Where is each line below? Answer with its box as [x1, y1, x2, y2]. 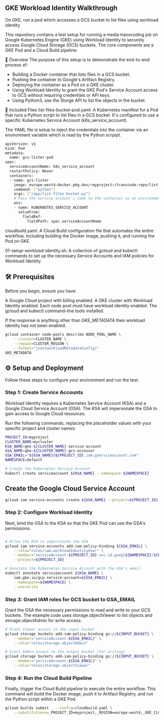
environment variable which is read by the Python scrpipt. [5, 132, 122, 138]
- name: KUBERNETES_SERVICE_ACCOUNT [14, 205, 89, 210]
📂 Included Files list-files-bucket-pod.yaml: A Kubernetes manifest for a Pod [5, 107, 159, 113]
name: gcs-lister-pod [9, 155, 54, 160]
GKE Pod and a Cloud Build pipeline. [5, 47, 78, 53]
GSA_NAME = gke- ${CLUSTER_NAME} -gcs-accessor [5, 448, 95, 453]
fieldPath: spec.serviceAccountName [26, 219, 102, 224]
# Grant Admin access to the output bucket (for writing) [5, 650, 125, 654]
